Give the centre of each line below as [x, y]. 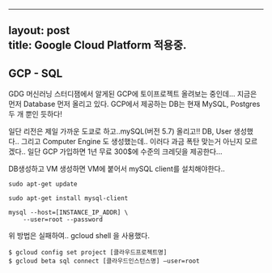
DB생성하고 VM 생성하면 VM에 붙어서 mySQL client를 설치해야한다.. [117, 169]
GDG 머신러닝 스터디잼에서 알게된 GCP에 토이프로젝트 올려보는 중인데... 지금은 [133, 94]
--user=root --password [63, 220]
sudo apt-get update [43, 184]
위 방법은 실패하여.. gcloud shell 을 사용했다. [79, 236]
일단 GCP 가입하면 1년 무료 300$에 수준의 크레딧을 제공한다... [125, 151]
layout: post [39, 30]
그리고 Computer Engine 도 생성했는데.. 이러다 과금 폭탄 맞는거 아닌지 [132, 142]
